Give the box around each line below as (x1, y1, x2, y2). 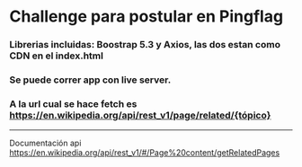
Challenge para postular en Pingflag (9, 6, 284, 27)
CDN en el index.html (9, 49, 103, 62)
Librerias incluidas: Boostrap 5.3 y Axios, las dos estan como (9, 39, 281, 51)
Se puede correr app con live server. (9, 74, 172, 86)
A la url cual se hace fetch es (9, 97, 138, 110)
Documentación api (9, 137, 82, 149)
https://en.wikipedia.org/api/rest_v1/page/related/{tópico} (9, 109, 271, 121)
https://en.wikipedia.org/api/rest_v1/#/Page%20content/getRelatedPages (9, 147, 280, 158)
